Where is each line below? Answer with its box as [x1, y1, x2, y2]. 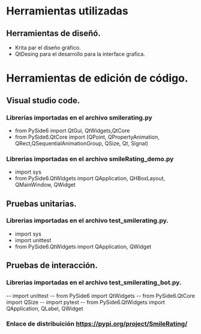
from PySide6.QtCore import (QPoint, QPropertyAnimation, [14, 133, 160, 141]
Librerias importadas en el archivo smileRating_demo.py [6, 154, 174, 163]
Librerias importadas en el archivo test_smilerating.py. [6, 216, 169, 225]
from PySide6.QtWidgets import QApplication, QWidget [14, 243, 152, 250]
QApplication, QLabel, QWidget [6, 305, 83, 312]
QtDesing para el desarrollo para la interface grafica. [14, 50, 145, 58]
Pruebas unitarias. [6, 198, 77, 208]
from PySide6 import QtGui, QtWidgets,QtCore [14, 127, 130, 134]
